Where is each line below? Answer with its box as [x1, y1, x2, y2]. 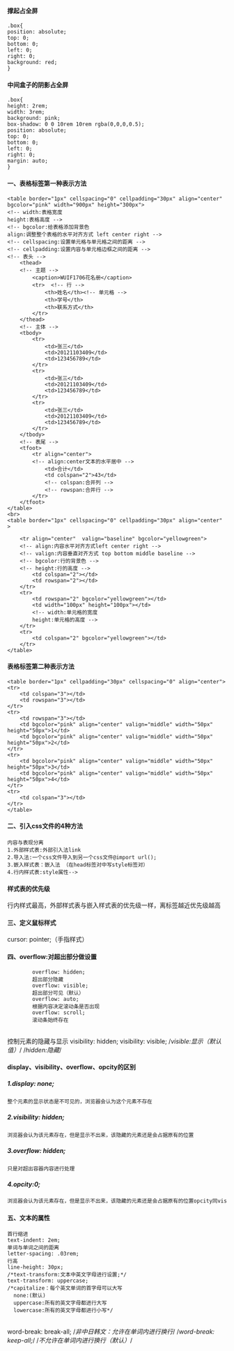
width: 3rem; [7, 109, 45, 116]
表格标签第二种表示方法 [7, 663, 75, 671]
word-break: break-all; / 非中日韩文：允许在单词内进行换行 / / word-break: [7, 1327, 214, 1336]
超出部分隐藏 [32, 976, 64, 983]
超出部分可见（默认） [32, 989, 85, 997]
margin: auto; [7, 158, 49, 165]
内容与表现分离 [7, 839, 44, 847]
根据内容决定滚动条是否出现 [32, 1003, 100, 1010]
